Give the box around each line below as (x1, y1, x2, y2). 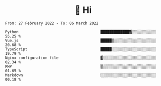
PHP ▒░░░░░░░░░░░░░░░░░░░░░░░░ (5, 64, 156, 69)
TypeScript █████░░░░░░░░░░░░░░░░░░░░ (5, 46, 156, 51)
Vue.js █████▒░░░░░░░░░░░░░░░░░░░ (5, 38, 156, 43)
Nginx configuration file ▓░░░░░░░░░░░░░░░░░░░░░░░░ (5, 55, 156, 60)
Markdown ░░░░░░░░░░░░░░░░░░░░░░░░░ (5, 73, 156, 78)
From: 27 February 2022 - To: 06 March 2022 (5, 21, 99, 26)
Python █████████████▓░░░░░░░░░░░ (5, 29, 156, 34)
